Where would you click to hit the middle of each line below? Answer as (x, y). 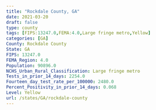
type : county (22, 28)
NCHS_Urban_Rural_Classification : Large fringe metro (73, 71)
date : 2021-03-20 (27, 17)
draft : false (22, 22)
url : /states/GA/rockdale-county (47, 98)
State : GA (18, 49)
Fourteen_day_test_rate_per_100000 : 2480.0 (60, 82)
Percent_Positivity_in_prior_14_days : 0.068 (61, 87)
